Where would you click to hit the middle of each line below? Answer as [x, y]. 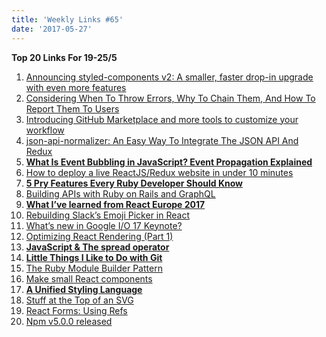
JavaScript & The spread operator [97, 247]
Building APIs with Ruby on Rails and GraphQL [120, 193]
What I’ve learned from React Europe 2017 [115, 204]
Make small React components [89, 278]
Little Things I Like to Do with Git [94, 257]
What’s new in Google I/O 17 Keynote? [104, 225]
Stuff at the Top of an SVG [79, 300]
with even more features [76, 87]
